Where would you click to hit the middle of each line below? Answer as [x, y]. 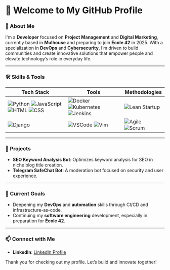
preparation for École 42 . [39, 221]
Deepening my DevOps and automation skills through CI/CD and [80, 205]
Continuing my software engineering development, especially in [80, 216]
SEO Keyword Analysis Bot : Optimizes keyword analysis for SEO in [83, 160]
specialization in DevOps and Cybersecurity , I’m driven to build [72, 48]
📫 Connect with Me [30, 239]
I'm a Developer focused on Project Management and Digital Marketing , [82, 37]
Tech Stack [35, 92]
